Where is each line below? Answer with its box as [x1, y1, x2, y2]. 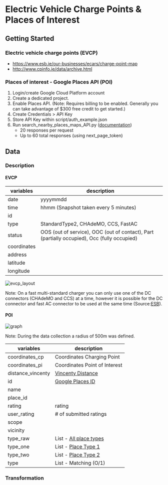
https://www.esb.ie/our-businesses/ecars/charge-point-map [12, 60, 138, 66]
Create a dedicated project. [12, 95, 69, 101]
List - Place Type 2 [54, 451, 100, 458]
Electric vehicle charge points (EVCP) [5, 49, 98, 56]
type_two [7, 451, 29, 458]
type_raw [7, 435, 30, 442]
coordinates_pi [7, 361, 42, 369]
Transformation [5, 474, 44, 481]
